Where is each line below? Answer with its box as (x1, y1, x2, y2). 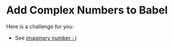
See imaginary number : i (14, 34, 77, 41)
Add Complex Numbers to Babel (6, 4, 168, 17)
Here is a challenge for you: (6, 23, 74, 30)
